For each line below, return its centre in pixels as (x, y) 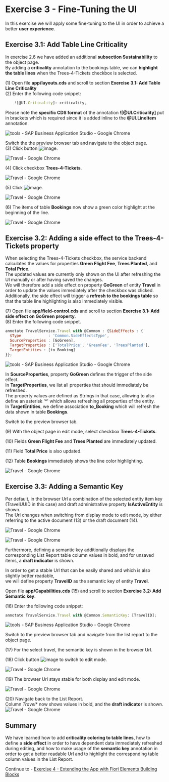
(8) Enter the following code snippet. (43, 322)
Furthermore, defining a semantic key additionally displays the (70, 550)
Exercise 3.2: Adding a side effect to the (69, 238)
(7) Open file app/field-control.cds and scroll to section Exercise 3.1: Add (82, 311)
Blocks (12, 774)
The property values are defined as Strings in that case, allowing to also (80, 395)
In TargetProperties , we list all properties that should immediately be (77, 385)
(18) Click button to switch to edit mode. (56, 660)
